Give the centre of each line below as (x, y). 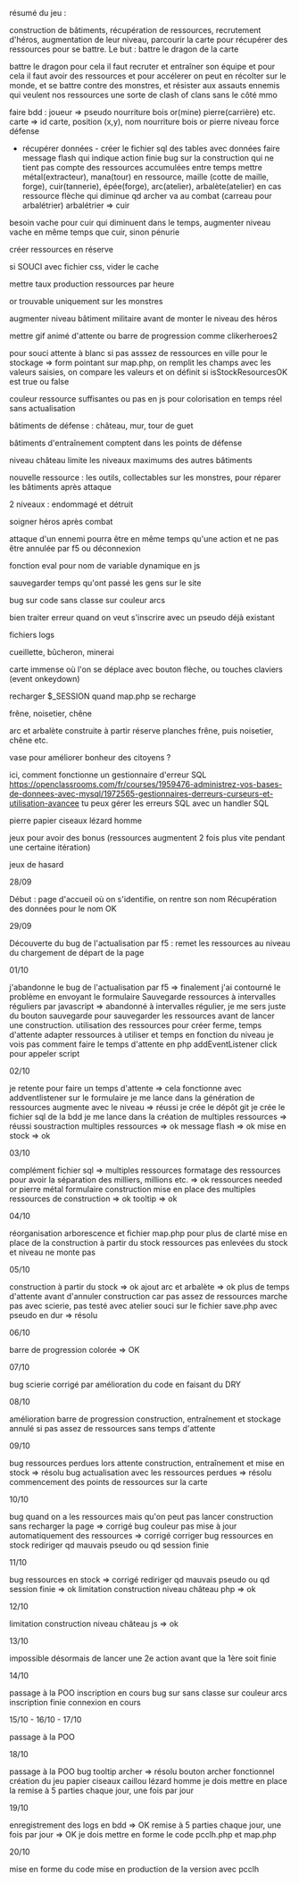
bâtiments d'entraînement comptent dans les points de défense (126, 443)
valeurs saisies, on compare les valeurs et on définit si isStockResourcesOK (149, 372)
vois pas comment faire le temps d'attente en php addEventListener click (143, 1044)
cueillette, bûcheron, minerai (62, 652)
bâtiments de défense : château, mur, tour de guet (101, 426)
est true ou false (39, 382)
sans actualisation (42, 408)
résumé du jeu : (38, 13)
